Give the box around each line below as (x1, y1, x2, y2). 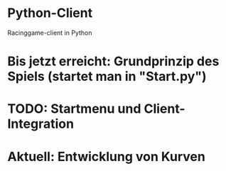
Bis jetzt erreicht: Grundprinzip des (7, 53, 220, 70)
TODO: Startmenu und (7, 101, 141, 117)
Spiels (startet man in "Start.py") (7, 69, 208, 84)
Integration (7, 116, 75, 132)
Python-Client (7, 5, 93, 21)
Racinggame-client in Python (7, 28, 92, 37)
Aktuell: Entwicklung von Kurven (7, 148, 206, 165)
